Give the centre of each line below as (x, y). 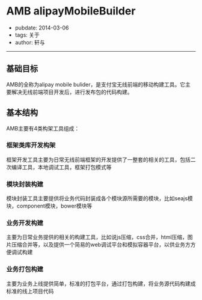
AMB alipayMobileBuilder (71, 11)
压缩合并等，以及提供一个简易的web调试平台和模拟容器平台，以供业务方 (101, 245)
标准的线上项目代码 (30, 291)
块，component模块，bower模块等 (49, 206)
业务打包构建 (25, 269)
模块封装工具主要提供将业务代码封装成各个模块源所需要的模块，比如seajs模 (100, 198)
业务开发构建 (25, 223)
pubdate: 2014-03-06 (42, 28)
